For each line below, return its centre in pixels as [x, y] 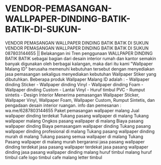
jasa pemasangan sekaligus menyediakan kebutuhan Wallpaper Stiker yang [81, 74]
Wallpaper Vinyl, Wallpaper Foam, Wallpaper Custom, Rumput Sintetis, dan [80, 100]
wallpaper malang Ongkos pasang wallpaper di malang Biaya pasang [74, 121]
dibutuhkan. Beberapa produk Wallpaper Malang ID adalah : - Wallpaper [77, 79]
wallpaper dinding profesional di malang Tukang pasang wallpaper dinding [80, 131]
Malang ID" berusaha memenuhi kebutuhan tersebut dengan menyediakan [80, 69]
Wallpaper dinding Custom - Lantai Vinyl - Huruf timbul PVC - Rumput [75, 90]
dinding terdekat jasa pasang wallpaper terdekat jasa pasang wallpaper [77, 147]
